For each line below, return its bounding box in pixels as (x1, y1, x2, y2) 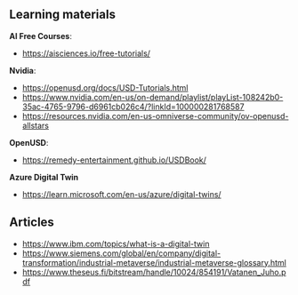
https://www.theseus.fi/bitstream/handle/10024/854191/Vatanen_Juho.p (21, 267, 286, 277)
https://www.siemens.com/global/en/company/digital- (21, 248, 221, 259)
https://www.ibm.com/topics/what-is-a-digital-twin (21, 238, 210, 249)
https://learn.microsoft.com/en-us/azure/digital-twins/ (21, 188, 221, 199)
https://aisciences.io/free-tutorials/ (21, 48, 151, 59)
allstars (21, 120, 49, 131)
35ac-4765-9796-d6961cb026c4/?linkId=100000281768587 (21, 101, 245, 112)
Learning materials (9, 7, 116, 22)
